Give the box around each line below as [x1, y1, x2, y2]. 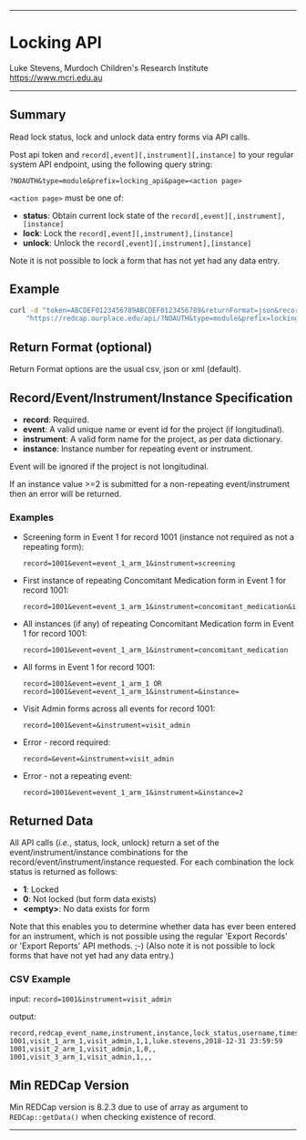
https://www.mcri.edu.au [9, 72, 103, 83]
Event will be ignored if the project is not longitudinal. [9, 461, 209, 472]
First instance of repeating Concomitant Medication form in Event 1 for [22, 575, 287, 586]
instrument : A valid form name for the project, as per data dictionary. [22, 433, 283, 444]
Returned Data [9, 813, 94, 828]
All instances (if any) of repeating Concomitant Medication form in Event [22, 618, 294, 629]
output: [9, 1011, 36, 1022]
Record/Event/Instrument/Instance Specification [9, 389, 293, 406]
